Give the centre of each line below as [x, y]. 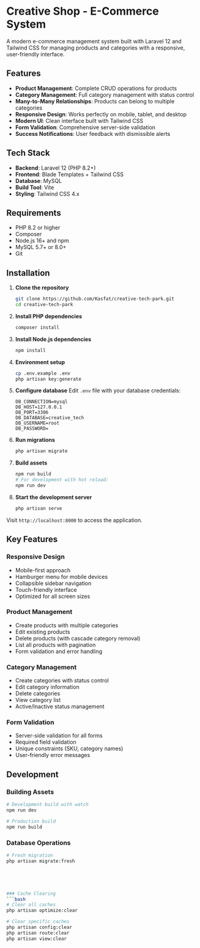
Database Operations [39, 843]
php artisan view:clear [37, 939]
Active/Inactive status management [60, 707]
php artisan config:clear [39, 927]
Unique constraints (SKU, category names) [69, 748]
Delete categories [38, 693]
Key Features [32, 539]
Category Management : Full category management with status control [105, 95]
